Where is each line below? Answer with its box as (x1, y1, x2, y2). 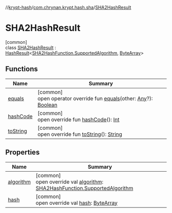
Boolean (37, 101, 58, 108)
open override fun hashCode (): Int (37, 116, 120, 123)
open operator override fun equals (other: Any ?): (37, 94, 153, 102)
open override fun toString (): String (37, 130, 122, 137)
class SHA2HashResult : (5, 44, 56, 51)
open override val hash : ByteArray (35, 199, 118, 206)
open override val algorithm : (35, 178, 103, 185)
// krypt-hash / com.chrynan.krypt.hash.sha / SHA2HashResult (5, 5, 132, 10)
